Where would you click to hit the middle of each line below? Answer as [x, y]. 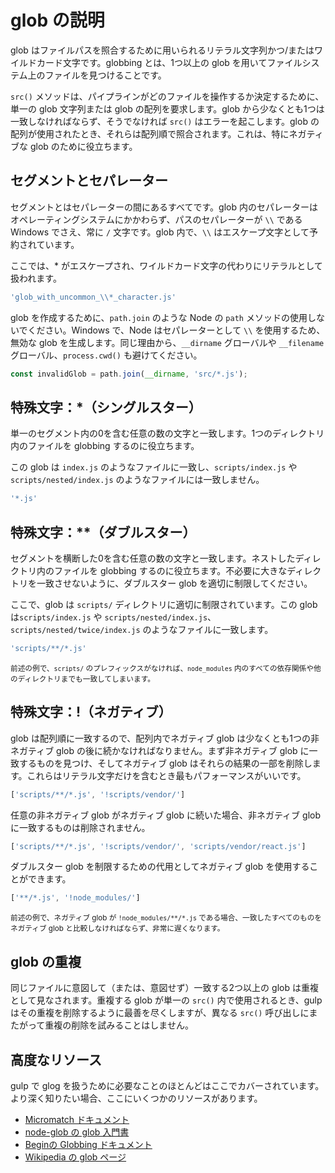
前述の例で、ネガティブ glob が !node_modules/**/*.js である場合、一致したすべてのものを [166, 918]
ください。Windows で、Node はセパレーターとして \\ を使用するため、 [176, 330]
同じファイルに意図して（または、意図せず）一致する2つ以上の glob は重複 [164, 988]
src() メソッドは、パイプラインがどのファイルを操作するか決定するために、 [167, 96]
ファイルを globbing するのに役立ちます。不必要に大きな [170, 570]
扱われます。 [36, 278]
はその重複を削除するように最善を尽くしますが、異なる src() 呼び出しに [160, 1013]
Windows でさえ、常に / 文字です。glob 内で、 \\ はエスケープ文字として [160, 232]
